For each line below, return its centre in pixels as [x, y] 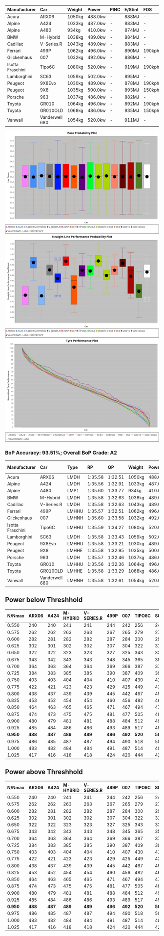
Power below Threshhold [44, 600]
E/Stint [132, 9]
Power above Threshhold [44, 772]
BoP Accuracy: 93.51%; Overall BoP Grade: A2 [61, 453]
